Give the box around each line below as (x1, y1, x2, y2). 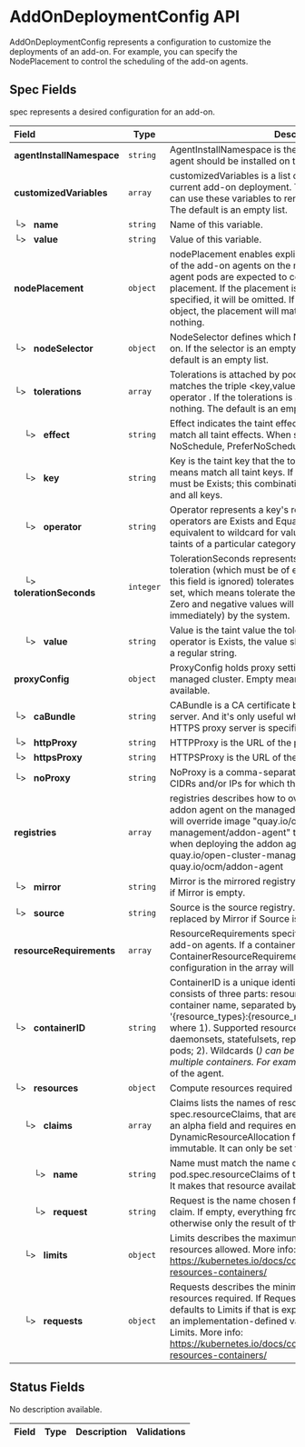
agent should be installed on (169, 155, 290, 167)
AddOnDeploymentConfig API (9, 6, 241, 27)
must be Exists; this (169, 477, 252, 490)
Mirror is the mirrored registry (169, 874, 297, 887)
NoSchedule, (169, 439, 225, 452)
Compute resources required (169, 1082, 293, 1094)
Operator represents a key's (169, 503, 289, 515)
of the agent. (169, 1066, 224, 1079)
